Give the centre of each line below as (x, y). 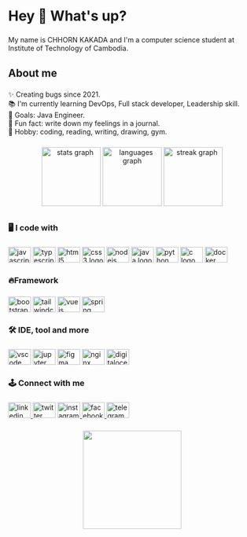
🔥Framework (33, 280)
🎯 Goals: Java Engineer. (46, 115)
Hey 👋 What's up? (68, 16)
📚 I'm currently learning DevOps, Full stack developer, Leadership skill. (124, 104)
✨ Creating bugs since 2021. (54, 94)
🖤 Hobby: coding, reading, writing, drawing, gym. (88, 132)
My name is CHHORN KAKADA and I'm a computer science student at (121, 40)
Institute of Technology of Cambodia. (68, 48)
